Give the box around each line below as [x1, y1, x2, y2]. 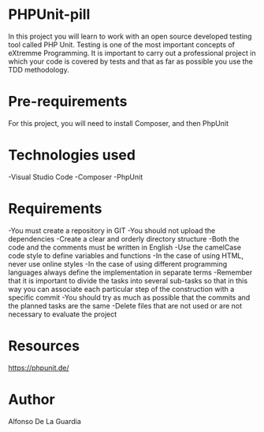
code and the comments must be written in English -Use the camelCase [8, 242, 242, 252]
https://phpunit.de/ [8, 363, 69, 372]
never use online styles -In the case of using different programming [8, 259, 228, 268]
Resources [8, 337, 80, 355]
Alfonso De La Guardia [8, 416, 81, 426]
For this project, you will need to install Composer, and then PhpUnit [8, 118, 229, 127]
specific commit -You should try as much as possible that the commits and [8, 293, 251, 302]
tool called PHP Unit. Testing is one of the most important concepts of [8, 39, 235, 49]
